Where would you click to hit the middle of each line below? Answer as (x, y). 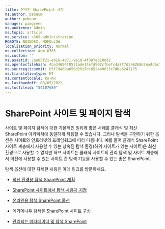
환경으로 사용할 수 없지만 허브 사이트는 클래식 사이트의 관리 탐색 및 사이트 (75, 153)
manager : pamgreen (24, 23)
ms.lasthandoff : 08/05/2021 (34, 83)
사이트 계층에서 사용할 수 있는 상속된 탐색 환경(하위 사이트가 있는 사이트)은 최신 (81, 146)
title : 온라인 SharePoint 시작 (34, 10)
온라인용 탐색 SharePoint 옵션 (41, 200)
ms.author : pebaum (24, 14)
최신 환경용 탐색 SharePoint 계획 (43, 180)
